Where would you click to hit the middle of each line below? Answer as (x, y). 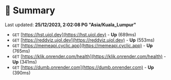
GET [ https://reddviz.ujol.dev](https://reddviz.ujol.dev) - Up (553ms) (83, 40)
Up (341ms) (24, 62)
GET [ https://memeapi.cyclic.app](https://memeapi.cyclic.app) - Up (82, 45)
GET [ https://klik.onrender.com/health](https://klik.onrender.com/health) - (89, 56)
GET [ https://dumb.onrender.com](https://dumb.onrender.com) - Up (83, 67)
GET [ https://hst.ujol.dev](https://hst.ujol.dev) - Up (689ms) (74, 34)
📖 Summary (30, 11)
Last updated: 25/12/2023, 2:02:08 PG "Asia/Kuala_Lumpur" (70, 25)
